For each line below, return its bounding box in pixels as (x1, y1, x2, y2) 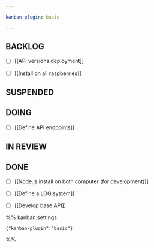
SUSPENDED (5, 87, 55, 97)
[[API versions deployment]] (14, 58, 84, 65)
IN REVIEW (5, 142, 47, 152)
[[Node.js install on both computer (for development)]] (14, 178, 149, 185)
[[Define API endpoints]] (14, 124, 75, 131)
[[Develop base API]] (14, 202, 67, 209)
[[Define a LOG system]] (14, 190, 75, 197)
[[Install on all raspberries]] (14, 70, 81, 77)
